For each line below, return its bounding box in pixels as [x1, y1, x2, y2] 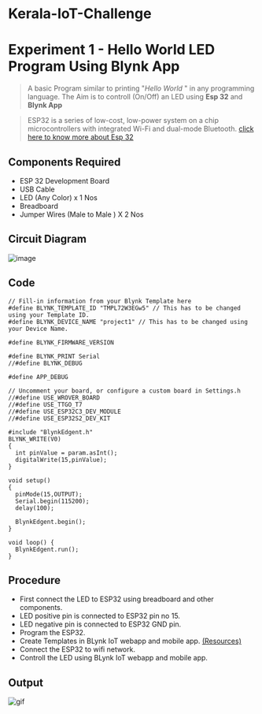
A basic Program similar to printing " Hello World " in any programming [27, 84, 255, 93]
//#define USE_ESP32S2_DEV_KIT [8, 415, 111, 422]
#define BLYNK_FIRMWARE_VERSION [8, 338, 114, 347]
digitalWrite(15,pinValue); [15, 456, 108, 463]
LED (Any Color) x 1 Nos [19, 192, 98, 202]
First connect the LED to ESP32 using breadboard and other [19, 594, 214, 604]
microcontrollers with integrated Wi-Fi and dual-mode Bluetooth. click [27, 124, 254, 134]
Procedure [8, 573, 61, 587]
